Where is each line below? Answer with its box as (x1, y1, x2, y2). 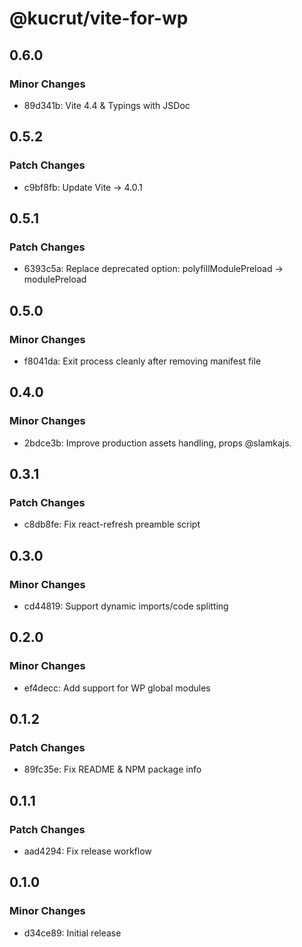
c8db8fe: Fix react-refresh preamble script (23, 518, 201, 531)
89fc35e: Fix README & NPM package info (23, 763, 202, 776)
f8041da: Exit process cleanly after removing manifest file (23, 355, 262, 367)
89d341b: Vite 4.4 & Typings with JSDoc (23, 99, 191, 111)
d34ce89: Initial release (23, 927, 122, 939)
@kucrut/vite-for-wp (9, 7, 189, 30)
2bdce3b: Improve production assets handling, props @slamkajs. (23, 437, 292, 449)
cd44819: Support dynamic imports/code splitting (23, 600, 229, 612)
